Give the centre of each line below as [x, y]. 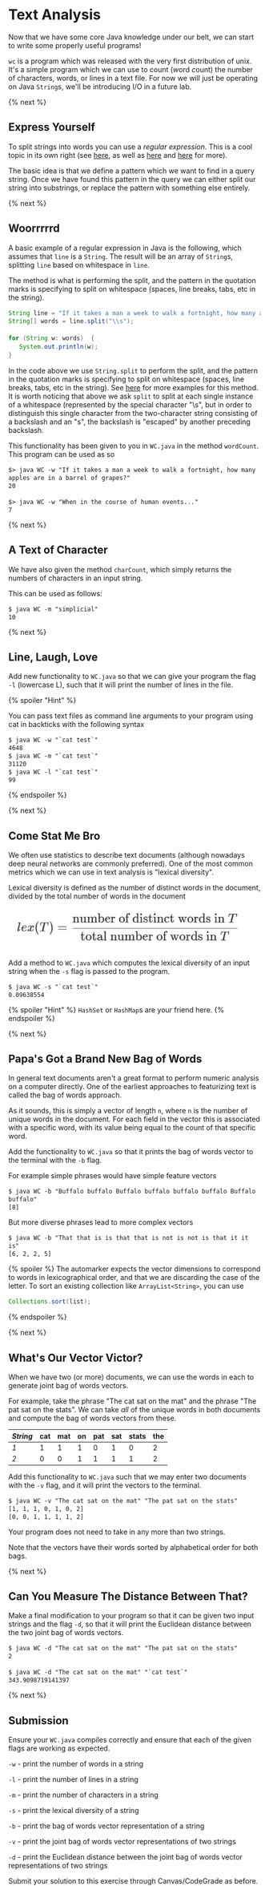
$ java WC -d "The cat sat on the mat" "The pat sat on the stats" [123, 1649]
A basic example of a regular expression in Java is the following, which [125, 248]
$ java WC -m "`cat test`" [53, 756]
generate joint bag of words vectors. [68, 1386]
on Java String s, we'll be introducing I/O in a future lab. [100, 87]
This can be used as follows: [55, 593]
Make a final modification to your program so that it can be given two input [131, 1616]
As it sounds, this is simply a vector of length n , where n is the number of [128, 1111]
